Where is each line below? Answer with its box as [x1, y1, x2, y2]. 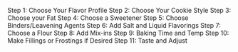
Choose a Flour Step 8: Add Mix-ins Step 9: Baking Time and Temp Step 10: [7, 28, 229, 37]
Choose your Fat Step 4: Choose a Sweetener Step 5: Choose [7, 14, 189, 22]
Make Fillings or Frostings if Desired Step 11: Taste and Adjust [7, 36, 187, 45]
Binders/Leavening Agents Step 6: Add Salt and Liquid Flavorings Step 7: [7, 21, 221, 29]
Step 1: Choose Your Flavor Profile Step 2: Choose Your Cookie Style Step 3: [7, 6, 232, 14]
